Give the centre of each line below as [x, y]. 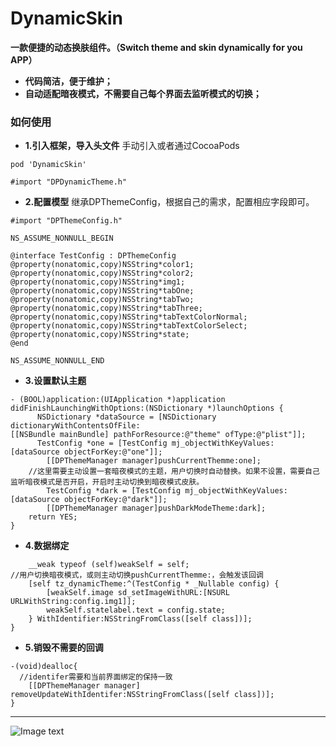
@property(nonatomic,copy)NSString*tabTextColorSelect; [129, 326]
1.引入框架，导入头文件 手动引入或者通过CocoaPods [132, 146]
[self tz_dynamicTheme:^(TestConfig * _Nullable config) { [154, 584]
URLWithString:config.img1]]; [73, 602]
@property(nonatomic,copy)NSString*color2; [102, 273]
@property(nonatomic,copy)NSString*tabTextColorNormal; [129, 317]
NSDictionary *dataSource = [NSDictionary [126, 417]
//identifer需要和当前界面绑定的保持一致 [96, 677]
